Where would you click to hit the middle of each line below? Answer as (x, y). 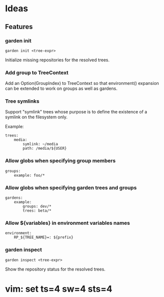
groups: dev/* (37, 207)
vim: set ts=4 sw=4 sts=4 (59, 289)
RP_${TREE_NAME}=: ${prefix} (44, 238)
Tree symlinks (22, 101)
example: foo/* (29, 175)
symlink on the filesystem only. (36, 117)
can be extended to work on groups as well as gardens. (61, 88)
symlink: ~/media (40, 144)
